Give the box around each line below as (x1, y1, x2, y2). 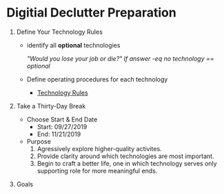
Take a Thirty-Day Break (16, 101, 86, 110)
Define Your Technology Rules (16, 28, 103, 36)
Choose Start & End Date (26, 115, 98, 124)
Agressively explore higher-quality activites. (37, 144, 163, 153)
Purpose (26, 137, 51, 146)
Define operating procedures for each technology (26, 75, 168, 84)
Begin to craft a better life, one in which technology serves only (37, 159, 218, 167)
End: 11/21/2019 (37, 130, 81, 138)
